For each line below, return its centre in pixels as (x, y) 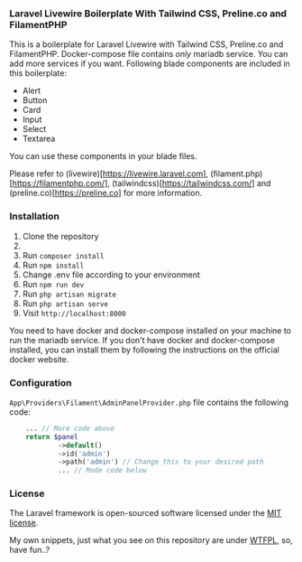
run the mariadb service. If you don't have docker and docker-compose (142, 340)
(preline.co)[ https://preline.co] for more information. (106, 193)
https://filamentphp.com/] (60, 183)
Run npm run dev (53, 284)
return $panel (52, 436)
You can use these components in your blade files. (103, 156)
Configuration (41, 382)
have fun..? (30, 550)
